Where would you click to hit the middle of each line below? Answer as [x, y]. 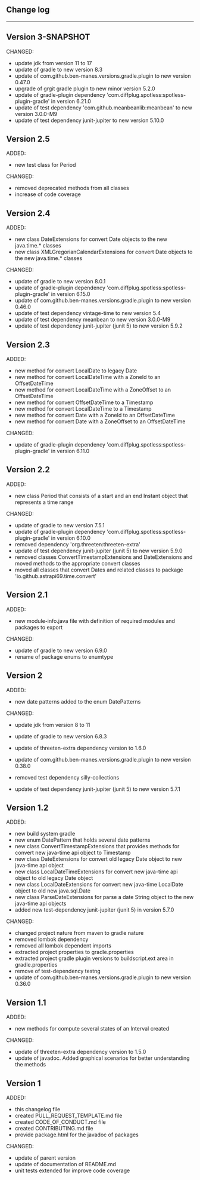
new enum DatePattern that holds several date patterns [82, 840]
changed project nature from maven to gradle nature [79, 933]
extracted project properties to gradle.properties [74, 952]
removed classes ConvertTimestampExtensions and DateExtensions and [104, 557]
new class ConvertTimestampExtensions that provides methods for [97, 846]
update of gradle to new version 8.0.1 [60, 282]
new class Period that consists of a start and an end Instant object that [101, 496]
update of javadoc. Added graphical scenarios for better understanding [102, 1058]
